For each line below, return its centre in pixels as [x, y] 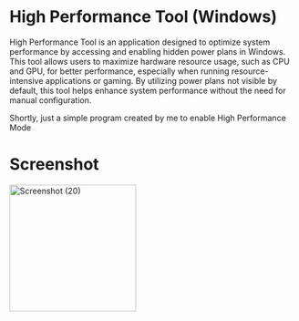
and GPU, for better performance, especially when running [119, 71]
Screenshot [54, 165]
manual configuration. [51, 100]
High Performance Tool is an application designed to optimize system [140, 42]
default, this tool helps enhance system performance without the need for [148, 90]
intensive [26, 80]
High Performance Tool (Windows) [144, 17]
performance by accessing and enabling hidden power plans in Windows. [148, 51]
